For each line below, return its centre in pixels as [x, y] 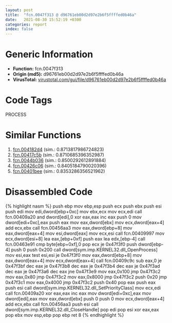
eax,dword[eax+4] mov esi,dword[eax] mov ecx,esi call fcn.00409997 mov [85, 233]
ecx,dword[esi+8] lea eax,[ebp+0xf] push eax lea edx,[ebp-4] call [75, 238]
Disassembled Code [49, 192]
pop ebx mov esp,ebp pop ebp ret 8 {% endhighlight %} [65, 315]
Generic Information [49, 55]
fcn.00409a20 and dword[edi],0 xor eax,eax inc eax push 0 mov [74, 217]
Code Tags [29, 100]
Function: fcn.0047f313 [38, 69]
